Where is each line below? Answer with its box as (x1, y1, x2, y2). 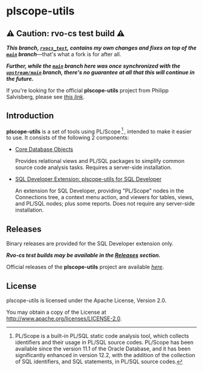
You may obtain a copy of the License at (6, 309, 107, 316)
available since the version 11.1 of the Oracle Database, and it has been (14, 345, 191, 352)
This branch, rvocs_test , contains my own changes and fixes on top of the (6, 44, 197, 51)
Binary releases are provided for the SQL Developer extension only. (6, 240, 174, 247)
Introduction (6, 110, 54, 121)
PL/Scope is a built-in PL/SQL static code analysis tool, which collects (14, 332, 189, 340)
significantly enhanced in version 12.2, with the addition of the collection (14, 352, 195, 359)
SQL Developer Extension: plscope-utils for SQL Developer (14, 176, 162, 183)
